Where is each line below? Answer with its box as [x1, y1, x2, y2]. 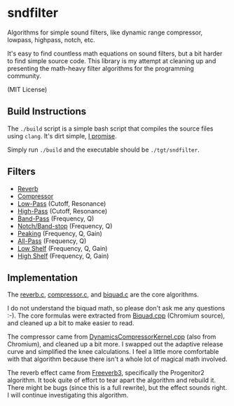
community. [7, 72, 41, 80]
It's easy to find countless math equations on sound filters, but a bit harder [7, 49, 223, 58]
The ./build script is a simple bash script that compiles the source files [7, 124, 214, 133]
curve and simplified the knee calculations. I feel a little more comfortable [7, 348, 219, 356]
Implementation [7, 272, 78, 284]
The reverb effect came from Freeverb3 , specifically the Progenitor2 [7, 369, 205, 377]
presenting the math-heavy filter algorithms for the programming [7, 64, 194, 72]
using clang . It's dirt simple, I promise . [7, 131, 117, 140]
